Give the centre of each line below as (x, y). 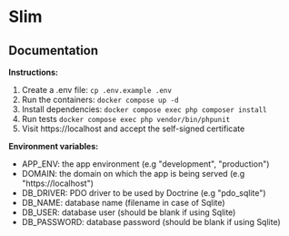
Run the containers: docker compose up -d (100, 99)
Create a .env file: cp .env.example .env (96, 90)
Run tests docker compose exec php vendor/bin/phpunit (126, 119)
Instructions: (34, 72)
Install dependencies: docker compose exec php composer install (144, 109)
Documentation (54, 51)
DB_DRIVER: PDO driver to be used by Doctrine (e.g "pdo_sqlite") (144, 193)
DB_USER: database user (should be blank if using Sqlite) (129, 212)
